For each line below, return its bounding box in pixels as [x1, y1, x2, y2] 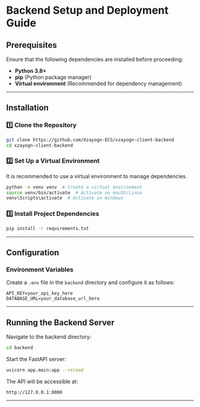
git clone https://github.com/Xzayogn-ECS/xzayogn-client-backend [6, 136, 174, 143]
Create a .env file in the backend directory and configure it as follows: [6, 279, 175, 286]
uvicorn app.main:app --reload [6, 367, 84, 373]
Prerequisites [6, 40, 57, 50]
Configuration [6, 247, 60, 257]
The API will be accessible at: [6, 378, 79, 385]
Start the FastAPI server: [6, 355, 67, 362]
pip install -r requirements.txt [6, 225, 89, 231]
